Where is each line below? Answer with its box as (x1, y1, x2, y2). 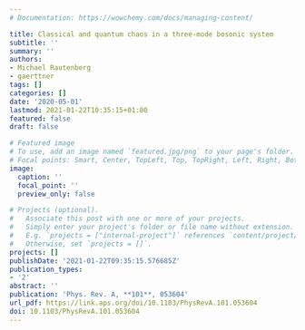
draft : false (9, 122, 59, 131)
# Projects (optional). (9, 206, 100, 215)
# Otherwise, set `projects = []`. (9, 239, 152, 248)
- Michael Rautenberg (9, 63, 92, 73)
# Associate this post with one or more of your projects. (9, 214, 246, 223)
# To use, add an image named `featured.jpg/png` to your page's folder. (9, 147, 295, 157)
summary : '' (9, 46, 54, 55)
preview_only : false (17, 189, 95, 199)
